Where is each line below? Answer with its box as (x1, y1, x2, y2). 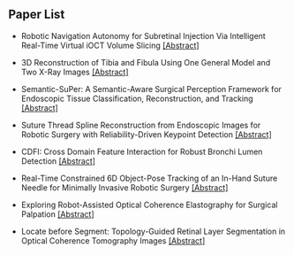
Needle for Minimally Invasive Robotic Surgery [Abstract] (20, 182, 229, 193)
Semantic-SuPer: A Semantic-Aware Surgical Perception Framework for (20, 83, 282, 94)
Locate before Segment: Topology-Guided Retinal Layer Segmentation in (20, 226, 286, 236)
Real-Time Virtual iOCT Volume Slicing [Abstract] (20, 40, 200, 50)
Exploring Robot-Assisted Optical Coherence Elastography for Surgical (20, 199, 278, 210)
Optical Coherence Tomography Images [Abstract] (20, 235, 206, 246)
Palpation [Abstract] (20, 208, 94, 220)
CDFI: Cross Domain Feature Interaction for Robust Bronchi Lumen (20, 146, 263, 157)
